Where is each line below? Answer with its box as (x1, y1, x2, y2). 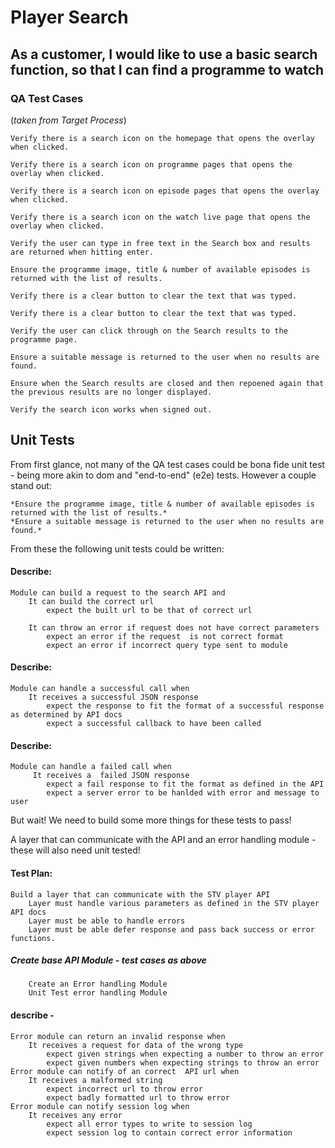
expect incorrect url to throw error (46, 1084, 203, 1094)
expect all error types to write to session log (46, 1119, 253, 1129)
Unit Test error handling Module (28, 988, 168, 998)
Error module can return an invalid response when (10, 1031, 226, 1041)
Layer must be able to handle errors (28, 916, 186, 926)
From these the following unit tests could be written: (10, 542, 225, 555)
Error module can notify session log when (10, 1101, 190, 1111)
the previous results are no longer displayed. (10, 387, 213, 397)
